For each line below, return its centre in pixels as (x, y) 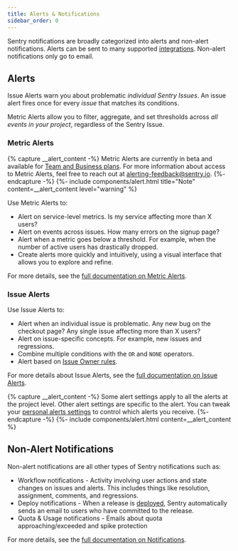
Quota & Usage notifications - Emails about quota (90, 518)
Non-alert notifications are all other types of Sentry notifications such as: (114, 466)
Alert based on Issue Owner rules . (67, 361)
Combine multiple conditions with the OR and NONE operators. (106, 354)
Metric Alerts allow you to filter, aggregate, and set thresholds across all (113, 117)
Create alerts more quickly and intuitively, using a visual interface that (120, 254)
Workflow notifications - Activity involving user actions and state (112, 480)
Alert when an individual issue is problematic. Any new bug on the (114, 323)
